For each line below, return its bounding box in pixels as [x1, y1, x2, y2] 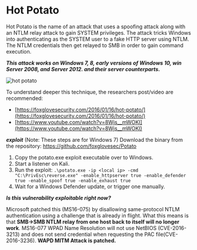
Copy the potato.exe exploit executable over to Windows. [14, 154, 153, 161]
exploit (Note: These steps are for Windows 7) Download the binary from [6, 136, 183, 143]
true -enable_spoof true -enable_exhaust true [14, 178, 131, 184]
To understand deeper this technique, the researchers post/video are [6, 88, 173, 95]
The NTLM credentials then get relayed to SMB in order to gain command [6, 42, 184, 49]
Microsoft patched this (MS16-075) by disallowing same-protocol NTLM [6, 205, 180, 212]
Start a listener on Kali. [14, 160, 70, 167]
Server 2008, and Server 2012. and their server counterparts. [6, 65, 161, 72]
